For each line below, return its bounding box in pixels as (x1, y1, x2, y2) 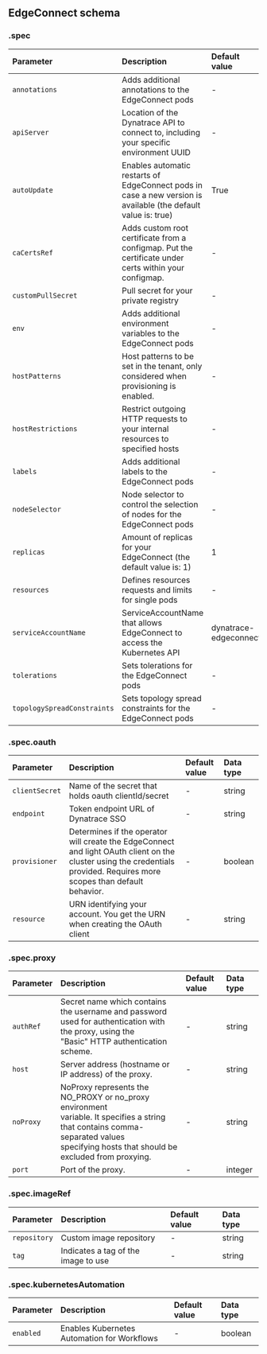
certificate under (122, 252, 184, 263)
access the (122, 636, 163, 648)
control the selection (122, 499, 199, 510)
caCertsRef (12, 248, 53, 257)
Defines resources (122, 574, 191, 586)
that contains (60, 1122, 110, 1133)
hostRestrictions (12, 424, 78, 433)
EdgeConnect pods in (122, 179, 203, 190)
